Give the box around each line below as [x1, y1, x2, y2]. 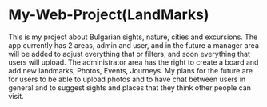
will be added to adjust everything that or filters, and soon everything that [8, 49, 250, 58]
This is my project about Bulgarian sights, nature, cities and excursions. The [8, 32, 258, 42]
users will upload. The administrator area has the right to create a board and [8, 57, 259, 67]
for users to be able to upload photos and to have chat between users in [8, 74, 246, 84]
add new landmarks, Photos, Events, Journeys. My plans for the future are [8, 65, 253, 75]
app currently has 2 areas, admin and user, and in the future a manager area [8, 40, 260, 50]
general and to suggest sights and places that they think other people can [8, 82, 252, 93]
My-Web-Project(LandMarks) [8, 6, 209, 24]
